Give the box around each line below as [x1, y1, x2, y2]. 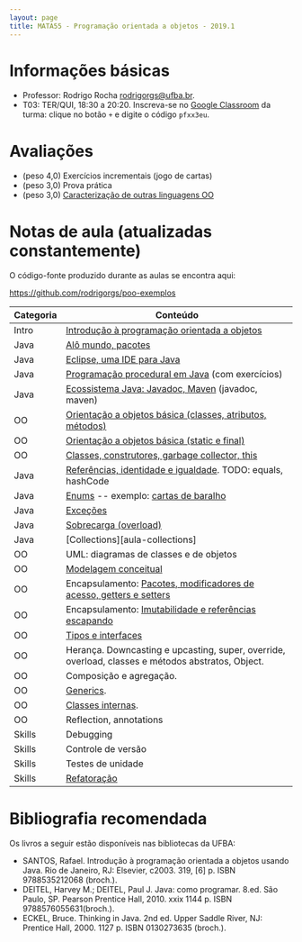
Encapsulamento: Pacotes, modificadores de [66, 577, 254, 590]
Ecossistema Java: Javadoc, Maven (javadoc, [66, 383, 258, 395]
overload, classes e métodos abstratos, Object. [66, 655, 264, 667]
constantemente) [9, 240, 142, 261]
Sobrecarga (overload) [66, 519, 162, 531]
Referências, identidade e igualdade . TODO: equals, [66, 464, 283, 476]
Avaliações [9, 140, 94, 161]
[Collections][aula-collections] [66, 533, 197, 546]
